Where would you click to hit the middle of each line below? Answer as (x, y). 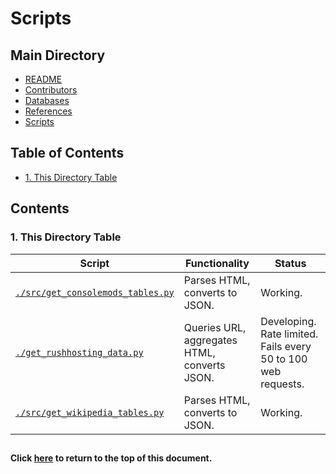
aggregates (210, 340)
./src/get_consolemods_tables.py (95, 292)
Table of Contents (67, 153)
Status (290, 263)
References (48, 111)
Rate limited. (289, 334)
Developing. (288, 321)
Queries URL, (215, 327)
